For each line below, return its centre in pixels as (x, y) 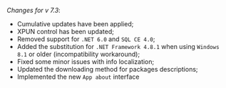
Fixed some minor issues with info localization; (86, 62)
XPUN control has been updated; (66, 32)
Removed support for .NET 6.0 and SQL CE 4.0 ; (86, 39)
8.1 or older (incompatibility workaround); (78, 54)
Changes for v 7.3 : (34, 10)
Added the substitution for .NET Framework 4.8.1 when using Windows (118, 46)
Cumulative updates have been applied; (75, 24)
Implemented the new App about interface (78, 77)
